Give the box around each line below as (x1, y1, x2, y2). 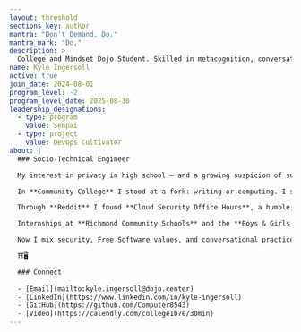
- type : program (17, 113, 78, 122)
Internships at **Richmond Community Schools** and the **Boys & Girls (17, 219, 291, 228)
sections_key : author (9, 21, 90, 30)
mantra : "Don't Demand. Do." (9, 30, 118, 38)
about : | (9, 146, 42, 155)
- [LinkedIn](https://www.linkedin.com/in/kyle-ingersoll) (17, 293, 243, 302)
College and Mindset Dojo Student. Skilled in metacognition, (17, 55, 254, 64)
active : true (9, 72, 58, 81)
